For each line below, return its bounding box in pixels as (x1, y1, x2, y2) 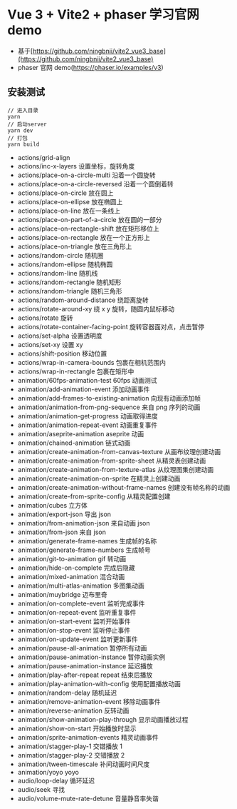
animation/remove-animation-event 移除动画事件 (17, 697, 162, 705)
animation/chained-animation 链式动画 (17, 438, 131, 447)
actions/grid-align (17, 153, 70, 161)
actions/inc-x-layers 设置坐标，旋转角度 (17, 161, 135, 170)
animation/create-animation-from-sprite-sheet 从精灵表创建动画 (17, 456, 206, 465)
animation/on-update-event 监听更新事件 (17, 635, 138, 643)
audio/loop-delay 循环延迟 (17, 776, 95, 785)
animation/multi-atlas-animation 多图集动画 (17, 581, 144, 590)
